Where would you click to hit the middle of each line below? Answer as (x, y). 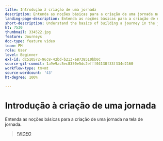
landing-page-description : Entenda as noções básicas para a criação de (80, 18)
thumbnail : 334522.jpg (28, 32)
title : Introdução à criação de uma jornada (51, 9)
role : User (16, 50)
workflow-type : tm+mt (27, 69)
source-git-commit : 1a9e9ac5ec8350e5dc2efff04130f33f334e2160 (69, 64)
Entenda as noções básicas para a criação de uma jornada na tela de (74, 119)
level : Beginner (21, 55)
